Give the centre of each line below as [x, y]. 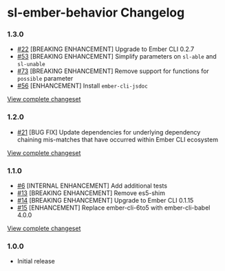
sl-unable [31, 64]
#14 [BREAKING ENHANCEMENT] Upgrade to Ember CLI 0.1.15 [105, 201]
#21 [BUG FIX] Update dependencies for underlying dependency [109, 132]
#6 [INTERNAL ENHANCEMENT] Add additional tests [92, 186]
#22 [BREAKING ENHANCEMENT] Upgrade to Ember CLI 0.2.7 [106, 49]
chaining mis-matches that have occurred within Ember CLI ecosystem [118, 139]
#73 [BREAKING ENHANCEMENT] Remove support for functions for [113, 71]
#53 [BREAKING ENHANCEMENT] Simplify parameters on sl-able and [117, 57]
